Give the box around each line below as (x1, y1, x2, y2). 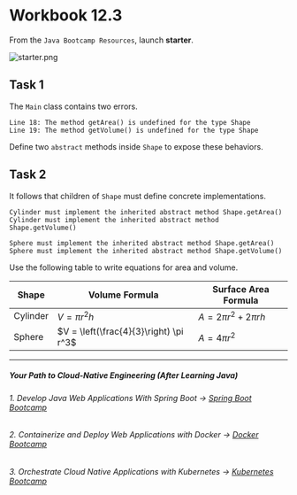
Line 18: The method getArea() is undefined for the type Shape (9, 118, 251, 127)
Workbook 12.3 (9, 5, 123, 26)
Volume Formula (88, 289, 159, 301)
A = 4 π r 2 (198, 329, 236, 344)
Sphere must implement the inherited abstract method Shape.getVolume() (9, 246, 283, 255)
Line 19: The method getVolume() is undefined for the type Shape (9, 126, 259, 135)
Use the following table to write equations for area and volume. (9, 262, 239, 273)
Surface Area (211, 282, 270, 295)
